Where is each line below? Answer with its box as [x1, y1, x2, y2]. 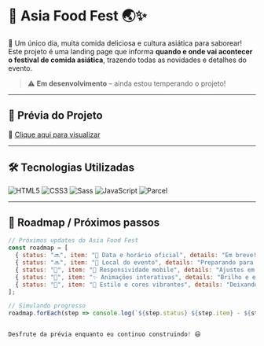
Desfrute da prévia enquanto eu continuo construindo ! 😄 [8, 330, 201, 339]
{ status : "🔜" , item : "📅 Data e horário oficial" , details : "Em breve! [15, 252, 258, 259]
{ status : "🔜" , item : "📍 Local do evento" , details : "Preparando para [15, 259, 254, 267]
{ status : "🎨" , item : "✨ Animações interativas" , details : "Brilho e [15, 273, 249, 281]
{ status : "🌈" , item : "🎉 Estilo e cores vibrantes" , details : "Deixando [15, 281, 258, 289]
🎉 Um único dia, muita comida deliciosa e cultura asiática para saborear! [8, 38, 242, 48]
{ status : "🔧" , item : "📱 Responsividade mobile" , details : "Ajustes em [15, 266, 255, 274]
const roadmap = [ [8, 244, 68, 252]
